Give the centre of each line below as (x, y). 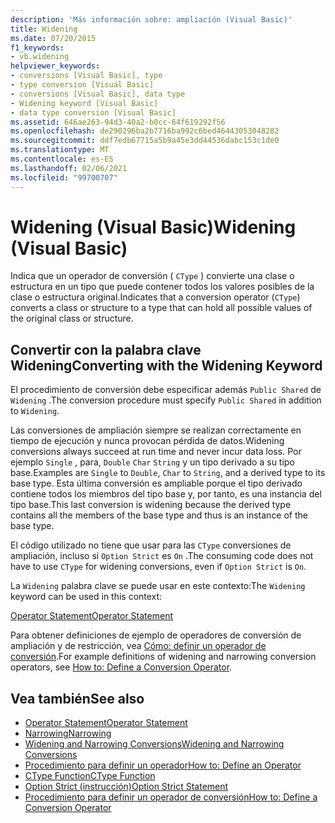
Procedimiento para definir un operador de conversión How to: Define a (171, 797)
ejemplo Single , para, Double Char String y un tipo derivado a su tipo (152, 462)
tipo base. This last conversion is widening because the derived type (151, 505)
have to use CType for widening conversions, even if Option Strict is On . (158, 567)
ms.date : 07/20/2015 (53, 38)
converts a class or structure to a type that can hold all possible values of (161, 308)
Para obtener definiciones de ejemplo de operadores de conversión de (156, 635)
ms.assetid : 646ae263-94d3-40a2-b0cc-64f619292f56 (118, 122)
